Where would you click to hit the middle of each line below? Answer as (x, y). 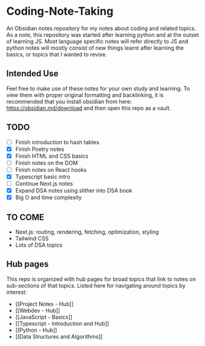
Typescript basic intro (43, 177)
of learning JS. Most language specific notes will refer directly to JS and (97, 41)
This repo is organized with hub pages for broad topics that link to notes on (101, 279)
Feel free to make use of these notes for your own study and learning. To (98, 88)
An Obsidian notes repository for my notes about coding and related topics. (101, 28)
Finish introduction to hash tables (57, 142)
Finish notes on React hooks (51, 169)
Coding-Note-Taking (60, 11)
